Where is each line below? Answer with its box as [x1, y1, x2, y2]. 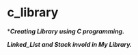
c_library [7, 5, 59, 20]
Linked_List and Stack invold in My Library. [7, 40, 133, 48]
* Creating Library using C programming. [7, 27, 125, 35]
